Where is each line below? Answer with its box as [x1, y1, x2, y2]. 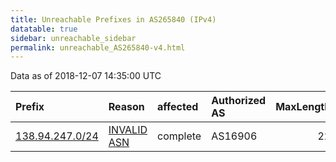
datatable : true [10, 24, 78, 34]
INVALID [108, 123, 148, 137]
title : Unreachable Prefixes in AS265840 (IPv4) [10, 14, 217, 25]
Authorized [211, 94, 267, 108]
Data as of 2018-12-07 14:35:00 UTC [10, 70, 162, 82]
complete [157, 129, 202, 143]
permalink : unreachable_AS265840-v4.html [10, 42, 186, 53]
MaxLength [275, 100, 332, 114]
